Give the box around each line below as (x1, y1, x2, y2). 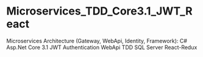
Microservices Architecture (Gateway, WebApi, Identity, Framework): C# (6, 37, 188, 44)
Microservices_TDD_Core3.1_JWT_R (6, 4, 193, 18)
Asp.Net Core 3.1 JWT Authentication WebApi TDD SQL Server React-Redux (6, 44, 198, 51)
